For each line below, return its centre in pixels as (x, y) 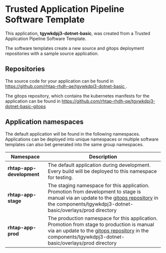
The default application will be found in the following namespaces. (73, 134)
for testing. (60, 177)
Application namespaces (44, 122)
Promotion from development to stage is (94, 192)
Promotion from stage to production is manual (101, 224)
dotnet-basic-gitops (25, 106)
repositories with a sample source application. (52, 53)
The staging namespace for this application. (99, 185)
